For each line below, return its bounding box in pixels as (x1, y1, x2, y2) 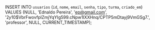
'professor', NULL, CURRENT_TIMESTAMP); (5, 19, 92, 25)
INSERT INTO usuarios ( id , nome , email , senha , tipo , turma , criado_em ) (5, 4, 143, 10)
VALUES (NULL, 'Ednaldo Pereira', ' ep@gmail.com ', (5, 9, 108, 15)
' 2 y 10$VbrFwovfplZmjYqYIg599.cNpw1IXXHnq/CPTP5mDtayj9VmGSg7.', (5, 15, 150, 20)
